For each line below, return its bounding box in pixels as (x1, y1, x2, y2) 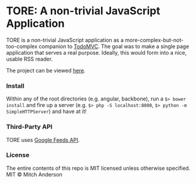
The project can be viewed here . (6, 67, 86, 74)
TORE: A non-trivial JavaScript (6, 4, 160, 18)
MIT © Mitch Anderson (6, 171, 62, 178)
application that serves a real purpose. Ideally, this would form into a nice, (6, 49, 187, 56)
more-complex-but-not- (124, 36, 184, 43)
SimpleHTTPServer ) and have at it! (6, 108, 87, 115)
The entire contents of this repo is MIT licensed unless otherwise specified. (6, 165, 191, 172)
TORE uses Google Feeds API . (6, 136, 80, 143)
